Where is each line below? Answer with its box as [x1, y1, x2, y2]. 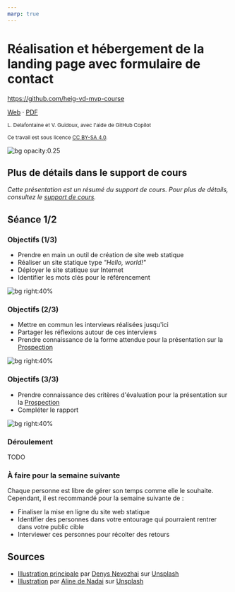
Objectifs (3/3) [7, 374, 59, 384]
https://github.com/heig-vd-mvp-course [7, 94, 125, 102]
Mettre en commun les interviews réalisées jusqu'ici [17, 321, 169, 329]
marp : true [7, 10, 40, 18]
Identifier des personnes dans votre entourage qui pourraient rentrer [17, 515, 217, 523]
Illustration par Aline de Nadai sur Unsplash [17, 577, 144, 586]
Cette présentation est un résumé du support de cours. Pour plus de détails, [7, 185, 229, 194]
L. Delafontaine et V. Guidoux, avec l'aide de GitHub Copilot [7, 122, 152, 129]
